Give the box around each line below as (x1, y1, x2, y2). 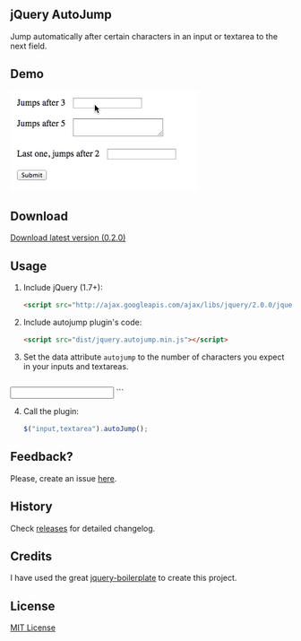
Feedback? (10, 449, 73, 464)
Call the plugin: (22, 406, 80, 416)
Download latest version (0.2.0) (10, 232, 126, 243)
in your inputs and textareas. (22, 361, 129, 371)
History (10, 499, 53, 515)
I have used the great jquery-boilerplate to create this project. (10, 573, 237, 584)
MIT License (10, 622, 56, 633)
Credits (10, 549, 53, 564)
